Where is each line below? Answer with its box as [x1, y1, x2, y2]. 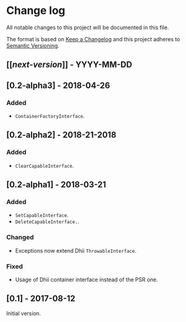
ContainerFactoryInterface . [15, 112, 85, 120]
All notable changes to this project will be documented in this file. [6, 24, 170, 31]
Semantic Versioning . [6, 42, 59, 49]
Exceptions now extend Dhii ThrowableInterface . [15, 247, 137, 254]
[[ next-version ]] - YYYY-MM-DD [6, 60, 132, 70]
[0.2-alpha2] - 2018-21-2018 [6, 130, 117, 140]
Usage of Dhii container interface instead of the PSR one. [15, 276, 159, 283]
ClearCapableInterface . [15, 162, 75, 169]
